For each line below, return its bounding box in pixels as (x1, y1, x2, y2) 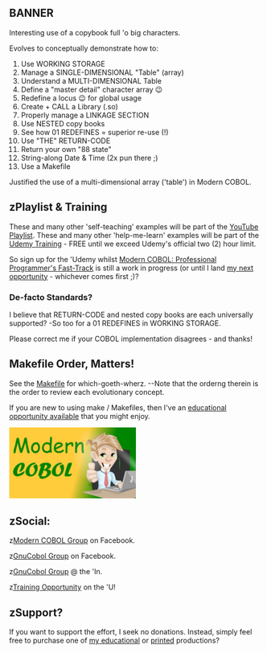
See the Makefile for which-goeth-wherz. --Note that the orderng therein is (9, 378, 259, 388)
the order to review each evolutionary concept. (9, 387, 165, 396)
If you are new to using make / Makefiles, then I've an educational (9, 402, 228, 413)
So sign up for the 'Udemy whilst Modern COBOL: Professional (9, 254, 217, 264)
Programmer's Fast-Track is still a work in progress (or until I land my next (9, 263, 254, 273)
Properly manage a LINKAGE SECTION (20, 110, 150, 120)
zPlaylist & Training (9, 200, 108, 214)
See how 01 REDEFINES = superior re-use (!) (20, 127, 169, 137)
